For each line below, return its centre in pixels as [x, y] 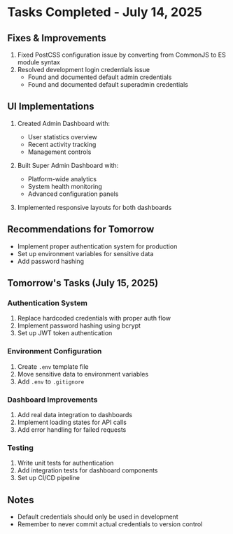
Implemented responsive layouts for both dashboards [94, 207]
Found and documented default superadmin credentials [108, 84]
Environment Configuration [55, 351]
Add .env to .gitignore [51, 381]
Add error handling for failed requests [72, 429]
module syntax [39, 62]
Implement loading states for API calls [72, 422]
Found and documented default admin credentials [100, 77]
